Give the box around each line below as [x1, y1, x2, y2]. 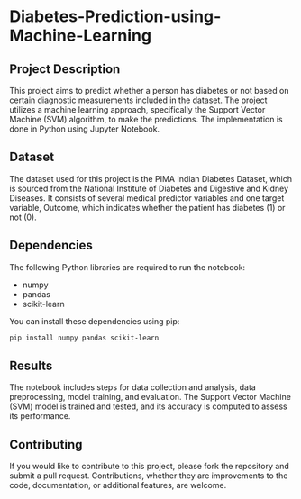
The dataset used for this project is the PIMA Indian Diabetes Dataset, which [9, 173, 293, 184]
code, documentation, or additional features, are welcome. [9, 480, 227, 491]
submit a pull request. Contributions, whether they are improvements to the [9, 470, 288, 481]
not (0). [9, 212, 38, 222]
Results [9, 358, 53, 373]
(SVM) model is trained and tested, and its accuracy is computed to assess [9, 401, 288, 412]
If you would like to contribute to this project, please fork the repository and [9, 461, 290, 472]
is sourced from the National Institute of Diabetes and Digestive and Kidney [9, 183, 289, 194]
